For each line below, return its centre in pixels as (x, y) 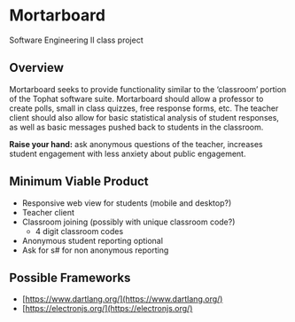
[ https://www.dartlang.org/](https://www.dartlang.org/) (122, 299)
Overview (37, 68)
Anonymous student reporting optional (93, 240)
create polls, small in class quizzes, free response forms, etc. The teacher (144, 108)
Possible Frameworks (70, 277)
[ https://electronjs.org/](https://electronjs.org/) (107, 309)
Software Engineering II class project (76, 40)
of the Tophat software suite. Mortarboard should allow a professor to (136, 98)
